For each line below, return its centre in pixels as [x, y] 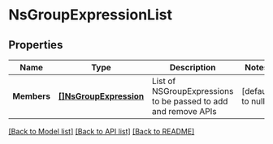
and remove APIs [184, 111]
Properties [36, 45]
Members [32, 96]
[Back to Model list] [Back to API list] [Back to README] [102, 131]
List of [164, 81]
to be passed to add [190, 101]
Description [193, 68]
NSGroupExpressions [193, 91]
